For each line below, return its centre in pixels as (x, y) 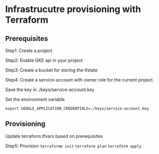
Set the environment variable (35, 99)
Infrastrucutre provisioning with (73, 9)
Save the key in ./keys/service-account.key (50, 90)
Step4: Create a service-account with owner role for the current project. (80, 80)
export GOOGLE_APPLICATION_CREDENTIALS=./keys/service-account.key (77, 109)
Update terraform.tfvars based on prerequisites (54, 136)
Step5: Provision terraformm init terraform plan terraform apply (73, 146)
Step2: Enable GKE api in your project (44, 60)
